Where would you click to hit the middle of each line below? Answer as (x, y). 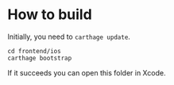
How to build (50, 15)
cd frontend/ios (34, 51)
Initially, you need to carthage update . (69, 37)
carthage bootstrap (40, 58)
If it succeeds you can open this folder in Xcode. (87, 72)
